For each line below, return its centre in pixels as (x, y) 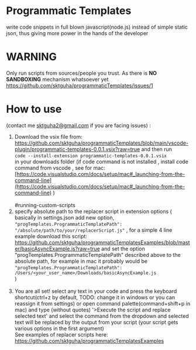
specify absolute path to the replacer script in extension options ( (93, 211)
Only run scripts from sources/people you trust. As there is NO (81, 73)
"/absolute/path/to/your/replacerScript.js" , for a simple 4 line (93, 230)
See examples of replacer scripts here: (61, 334)
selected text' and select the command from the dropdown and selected (102, 316)
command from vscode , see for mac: (60, 167)
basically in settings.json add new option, (64, 217)
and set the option (123, 248)
